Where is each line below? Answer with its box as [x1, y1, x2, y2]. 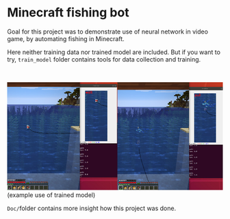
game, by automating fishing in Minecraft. [7, 34, 125, 42]
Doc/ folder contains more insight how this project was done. [7, 204, 177, 212]
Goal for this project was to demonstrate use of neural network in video [7, 27, 209, 36]
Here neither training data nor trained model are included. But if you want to [7, 48, 221, 56]
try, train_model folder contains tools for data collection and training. [7, 55, 201, 63]
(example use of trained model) [7, 190, 96, 199]
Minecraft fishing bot [7, 5, 129, 21]
